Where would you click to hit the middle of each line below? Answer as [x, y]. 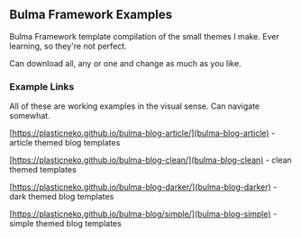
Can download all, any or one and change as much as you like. [125, 63]
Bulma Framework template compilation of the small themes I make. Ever [144, 36]
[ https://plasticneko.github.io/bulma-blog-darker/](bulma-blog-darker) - [143, 187]
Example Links [42, 86]
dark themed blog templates [62, 197]
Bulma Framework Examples [91, 15]
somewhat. [30, 116]
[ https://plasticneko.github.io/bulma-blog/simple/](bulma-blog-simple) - [143, 214]
